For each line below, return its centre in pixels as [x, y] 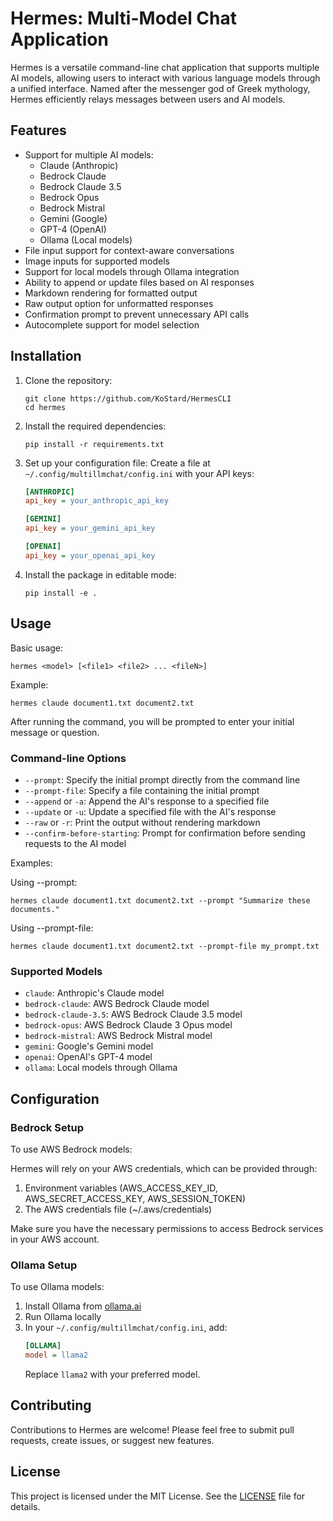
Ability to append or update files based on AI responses [139, 282]
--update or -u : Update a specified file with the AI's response [150, 811]
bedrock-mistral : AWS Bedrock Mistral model [118, 1036]
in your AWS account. [55, 1239]
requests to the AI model [75, 843]
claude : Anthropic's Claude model [94, 993]
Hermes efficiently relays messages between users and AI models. [148, 99]
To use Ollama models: [57, 1287]
